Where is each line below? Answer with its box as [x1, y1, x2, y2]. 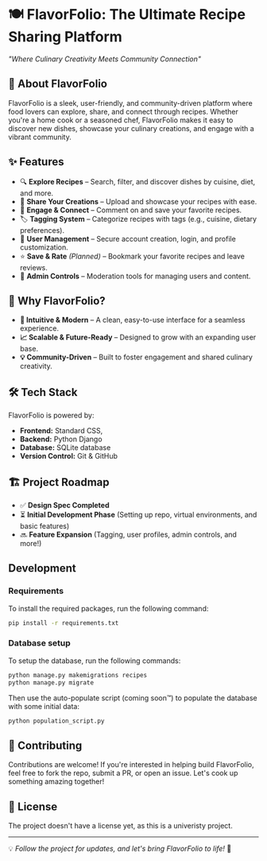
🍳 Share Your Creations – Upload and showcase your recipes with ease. [19, 196, 257, 206]
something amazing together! [8, 777, 105, 786]
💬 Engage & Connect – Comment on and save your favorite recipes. [19, 205, 242, 215]
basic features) [19, 522, 70, 530]
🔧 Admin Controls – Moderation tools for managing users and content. [19, 271, 251, 281]
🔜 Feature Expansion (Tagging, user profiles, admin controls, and [19, 529, 237, 539]
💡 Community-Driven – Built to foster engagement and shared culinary [19, 352, 253, 362]
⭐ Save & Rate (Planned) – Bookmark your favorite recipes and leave [19, 251, 245, 261]
